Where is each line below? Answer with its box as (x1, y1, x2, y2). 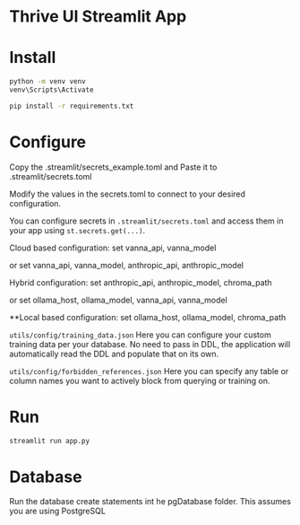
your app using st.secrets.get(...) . (9, 224, 146, 235)
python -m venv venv (9, 77, 87, 86)
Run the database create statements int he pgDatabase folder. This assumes (9, 496, 291, 507)
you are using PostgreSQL (9, 505, 106, 517)
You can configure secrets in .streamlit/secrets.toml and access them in (9, 215, 284, 226)
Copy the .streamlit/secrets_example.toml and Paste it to (9, 162, 218, 172)
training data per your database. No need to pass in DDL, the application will (9, 338, 291, 349)
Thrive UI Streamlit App (9, 6, 187, 27)
